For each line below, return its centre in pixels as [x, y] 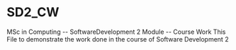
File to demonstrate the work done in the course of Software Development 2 [118, 39]
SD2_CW [33, 12]
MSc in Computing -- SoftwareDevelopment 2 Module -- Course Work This [116, 32]
